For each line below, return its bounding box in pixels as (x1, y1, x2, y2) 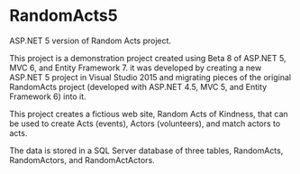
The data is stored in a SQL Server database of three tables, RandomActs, (9, 145, 284, 156)
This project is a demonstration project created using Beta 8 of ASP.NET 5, (9, 52, 286, 63)
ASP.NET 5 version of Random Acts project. (9, 35, 172, 46)
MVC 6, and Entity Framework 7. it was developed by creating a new (9, 62, 262, 73)
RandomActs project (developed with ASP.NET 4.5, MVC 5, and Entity (9, 81, 268, 92)
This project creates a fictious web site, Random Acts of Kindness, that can (9, 108, 288, 119)
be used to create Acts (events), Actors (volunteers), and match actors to (9, 118, 281, 129)
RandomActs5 (9, 5, 119, 26)
